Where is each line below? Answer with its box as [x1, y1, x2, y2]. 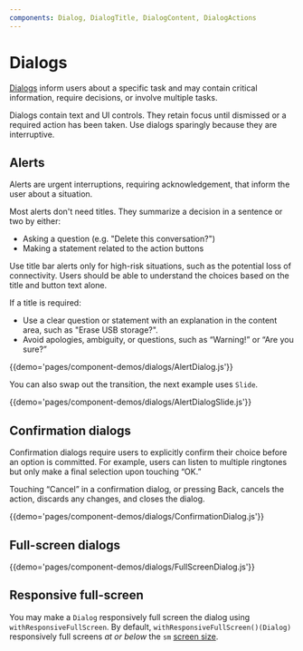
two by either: [9, 216, 62, 227]
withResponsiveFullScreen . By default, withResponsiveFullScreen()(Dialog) [9, 621, 292, 632]
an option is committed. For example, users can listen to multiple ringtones [9, 457, 288, 468]
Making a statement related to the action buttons [22, 243, 204, 254]
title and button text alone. [9, 280, 107, 291]
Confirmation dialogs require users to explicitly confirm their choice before [9, 447, 288, 458]
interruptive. [9, 129, 55, 140]
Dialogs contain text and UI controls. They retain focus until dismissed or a [9, 110, 287, 121]
